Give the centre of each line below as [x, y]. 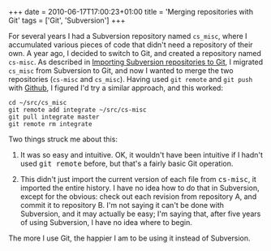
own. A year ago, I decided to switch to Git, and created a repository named [135, 53]
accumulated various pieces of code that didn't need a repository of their [131, 45]
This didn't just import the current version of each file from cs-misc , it [138, 179]
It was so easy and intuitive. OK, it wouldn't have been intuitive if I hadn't [142, 155]
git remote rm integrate [50, 124]
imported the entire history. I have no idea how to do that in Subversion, [140, 188]
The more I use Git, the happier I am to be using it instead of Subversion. [129, 238]
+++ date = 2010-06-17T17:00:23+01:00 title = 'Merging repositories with [131, 12]
